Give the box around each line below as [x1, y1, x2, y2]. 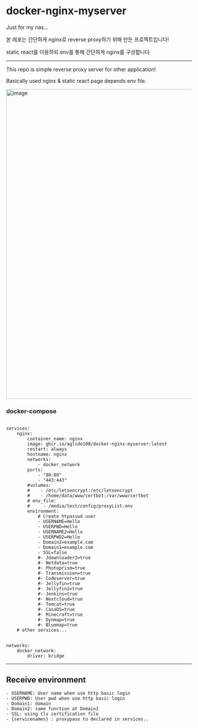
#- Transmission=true [37, 570, 91, 577]
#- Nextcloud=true [37, 596, 83, 602]
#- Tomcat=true [37, 602, 75, 607]
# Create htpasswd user [37, 513, 96, 519]
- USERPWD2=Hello [37, 534, 81, 540]
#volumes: [27, 483, 51, 489]
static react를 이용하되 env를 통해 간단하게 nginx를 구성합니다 [6, 48, 150, 56]
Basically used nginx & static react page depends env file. [6, 77, 147, 84]
